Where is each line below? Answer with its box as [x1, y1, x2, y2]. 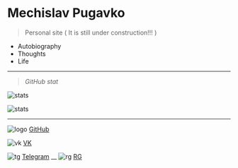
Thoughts [17, 49, 46, 58]
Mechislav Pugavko [7, 5, 125, 21]
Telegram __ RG [21, 152, 83, 160]
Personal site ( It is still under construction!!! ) [24, 28, 157, 37]
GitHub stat [24, 77, 59, 85]
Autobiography [17, 42, 62, 50]
